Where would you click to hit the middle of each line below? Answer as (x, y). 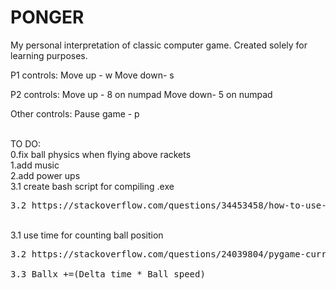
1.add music (35, 165)
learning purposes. (49, 55)
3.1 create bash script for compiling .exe (92, 186)
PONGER (47, 17)
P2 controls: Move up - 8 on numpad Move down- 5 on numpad (141, 94)
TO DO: (26, 143)
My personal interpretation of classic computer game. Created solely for (159, 45)
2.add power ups (45, 175)
